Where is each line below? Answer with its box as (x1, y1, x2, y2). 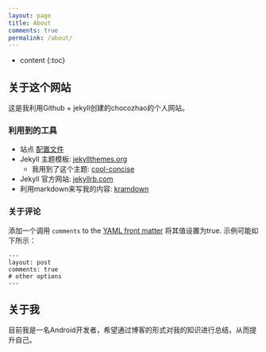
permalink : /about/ (8, 33, 73, 42)
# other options (8, 272, 62, 280)
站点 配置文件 (19, 145, 64, 154)
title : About (8, 19, 52, 27)
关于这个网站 (8, 80, 71, 94)
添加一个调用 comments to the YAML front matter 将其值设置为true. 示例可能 (8, 226, 252, 235)
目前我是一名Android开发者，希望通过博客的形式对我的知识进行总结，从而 (8, 325, 250, 335)
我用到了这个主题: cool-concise (31, 164, 135, 174)
